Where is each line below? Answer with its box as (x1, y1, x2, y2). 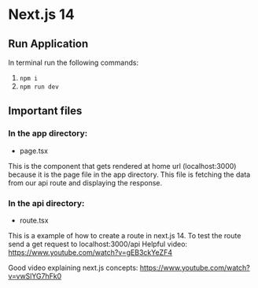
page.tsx (19, 146, 49, 155)
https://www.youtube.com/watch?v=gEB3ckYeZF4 (8, 247, 173, 257)
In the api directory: (8, 197, 85, 208)
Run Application (8, 37, 89, 50)
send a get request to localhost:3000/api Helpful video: (8, 239, 187, 249)
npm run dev (19, 83, 59, 91)
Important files (8, 104, 83, 118)
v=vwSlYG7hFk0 (8, 271, 62, 281)
